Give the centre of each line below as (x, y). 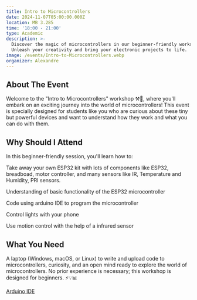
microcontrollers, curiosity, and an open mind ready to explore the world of (97, 265)
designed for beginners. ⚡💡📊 (42, 278)
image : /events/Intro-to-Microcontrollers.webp (65, 55)
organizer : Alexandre (33, 61)
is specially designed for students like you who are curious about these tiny (97, 111)
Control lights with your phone (43, 215)
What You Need (35, 244)
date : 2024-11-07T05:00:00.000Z (45, 17)
